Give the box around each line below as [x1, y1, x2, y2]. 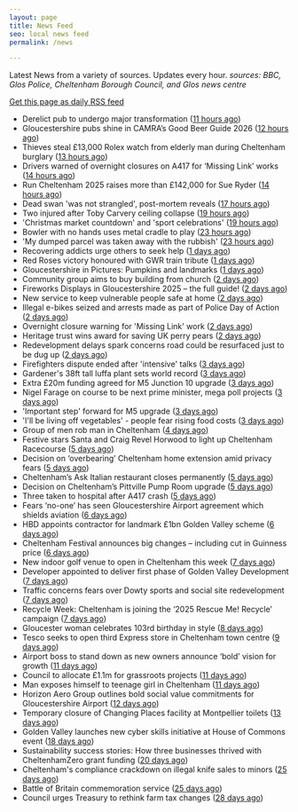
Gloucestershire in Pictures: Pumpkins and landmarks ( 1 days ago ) [21, 264, 264, 275]
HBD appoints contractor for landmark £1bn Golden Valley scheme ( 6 [21, 519, 275, 530]
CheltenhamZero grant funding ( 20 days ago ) [21, 755, 189, 766]
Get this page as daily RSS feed [9, 97, 124, 107]
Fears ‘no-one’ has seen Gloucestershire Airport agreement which [21, 501, 264, 511]
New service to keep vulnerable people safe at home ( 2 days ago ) [21, 293, 263, 304]
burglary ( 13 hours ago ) [21, 152, 108, 162]
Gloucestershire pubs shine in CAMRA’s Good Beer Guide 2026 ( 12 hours [21, 123, 289, 134]
